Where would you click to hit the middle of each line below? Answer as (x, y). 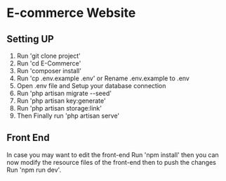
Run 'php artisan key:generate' (61, 101)
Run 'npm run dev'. (34, 170)
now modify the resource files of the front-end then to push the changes (112, 162)
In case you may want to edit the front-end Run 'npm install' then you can (113, 155)
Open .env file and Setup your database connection (91, 86)
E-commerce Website (71, 13)
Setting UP (30, 39)
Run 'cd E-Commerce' (49, 63)
